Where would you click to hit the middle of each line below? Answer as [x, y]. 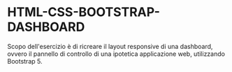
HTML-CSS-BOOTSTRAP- [84, 12]
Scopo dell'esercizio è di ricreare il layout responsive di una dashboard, [110, 46]
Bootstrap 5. [25, 61]
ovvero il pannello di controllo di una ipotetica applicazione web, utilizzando [116, 54]
